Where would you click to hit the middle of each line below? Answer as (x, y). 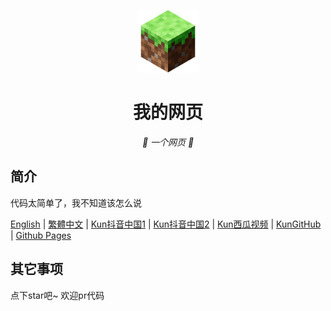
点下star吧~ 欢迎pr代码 (57, 295)
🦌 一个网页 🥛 (168, 142)
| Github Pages (41, 235)
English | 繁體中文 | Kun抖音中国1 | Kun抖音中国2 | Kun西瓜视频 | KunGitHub (166, 224)
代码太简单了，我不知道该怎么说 (76, 202)
